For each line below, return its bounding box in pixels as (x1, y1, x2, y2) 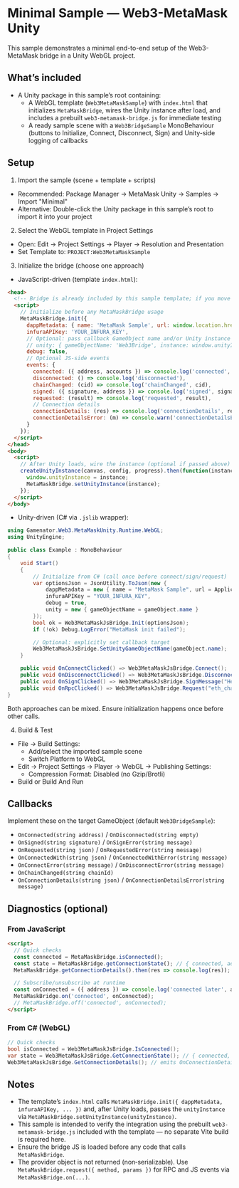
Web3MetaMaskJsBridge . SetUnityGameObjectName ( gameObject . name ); (33, 646, 228, 653)
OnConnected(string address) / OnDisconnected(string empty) (17, 831, 199, 839)
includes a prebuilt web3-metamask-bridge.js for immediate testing (28, 113, 222, 122)
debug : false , (26, 348, 69, 355)
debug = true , (45, 599, 87, 606)
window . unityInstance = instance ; (26, 474, 129, 481)
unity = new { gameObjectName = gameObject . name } (45, 606, 199, 614)
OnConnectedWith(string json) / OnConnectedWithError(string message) (17, 853, 228, 862)
